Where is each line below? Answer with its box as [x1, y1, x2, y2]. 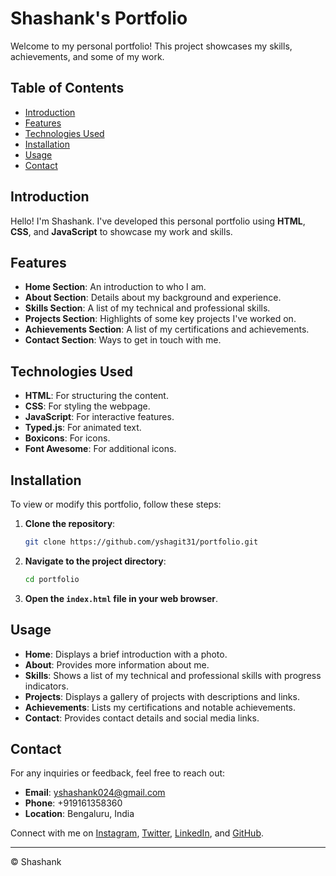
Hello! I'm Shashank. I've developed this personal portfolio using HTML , [10, 215, 306, 227]
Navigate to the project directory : [24, 555, 167, 567]
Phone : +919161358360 [24, 797, 123, 809]
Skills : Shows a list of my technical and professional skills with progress [24, 669, 322, 681]
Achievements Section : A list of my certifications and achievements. [24, 323, 310, 336]
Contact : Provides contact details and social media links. [24, 712, 260, 724]
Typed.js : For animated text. [24, 422, 142, 434]
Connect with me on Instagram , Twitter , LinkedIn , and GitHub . [10, 827, 264, 839]
